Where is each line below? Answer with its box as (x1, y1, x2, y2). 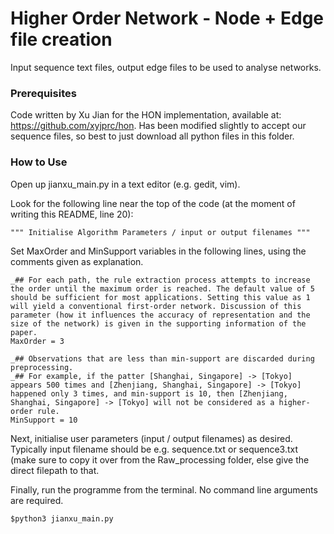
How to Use (10, 155, 68, 169)
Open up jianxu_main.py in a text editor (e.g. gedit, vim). (10, 178, 241, 190)
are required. (10, 494, 64, 506)
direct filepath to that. (10, 464, 100, 476)
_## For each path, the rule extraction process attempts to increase (10, 275, 311, 285)
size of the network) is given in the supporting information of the (10, 318, 307, 329)
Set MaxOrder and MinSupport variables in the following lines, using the (10, 245, 307, 257)
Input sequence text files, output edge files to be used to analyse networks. (10, 61, 322, 73)
